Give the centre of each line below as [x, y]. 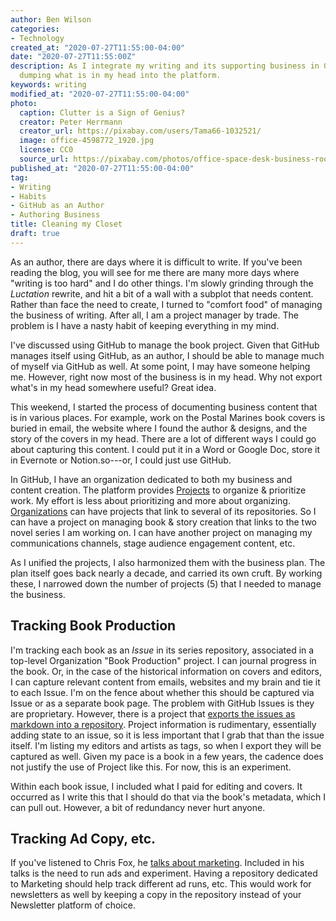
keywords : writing [48, 85]
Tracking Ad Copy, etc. [83, 838]
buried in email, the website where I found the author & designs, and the [159, 428]
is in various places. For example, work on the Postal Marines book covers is [168, 417]
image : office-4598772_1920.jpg [87, 141]
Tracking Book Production [93, 626]
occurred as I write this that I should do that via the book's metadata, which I [168, 797]
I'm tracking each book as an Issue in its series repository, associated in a [162, 650]
